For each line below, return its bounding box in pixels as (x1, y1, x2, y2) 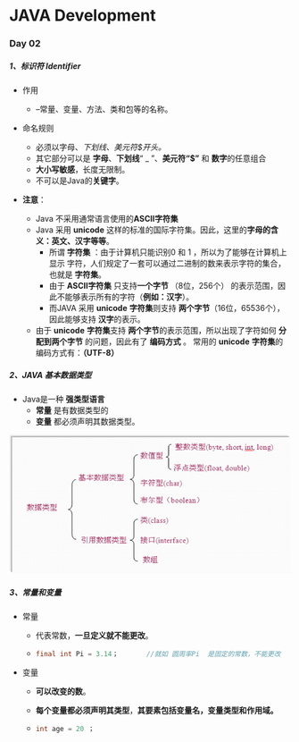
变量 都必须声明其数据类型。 (35, 417, 140, 427)
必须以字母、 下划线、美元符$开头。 (35, 142, 167, 153)
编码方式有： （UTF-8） (35, 348, 120, 358)
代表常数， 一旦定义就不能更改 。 (35, 630, 154, 641)
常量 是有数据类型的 (35, 405, 109, 416)
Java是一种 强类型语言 (21, 394, 105, 405)
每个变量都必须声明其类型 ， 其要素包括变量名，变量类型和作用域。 (35, 705, 278, 716)
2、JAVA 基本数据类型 (9, 369, 92, 380)
